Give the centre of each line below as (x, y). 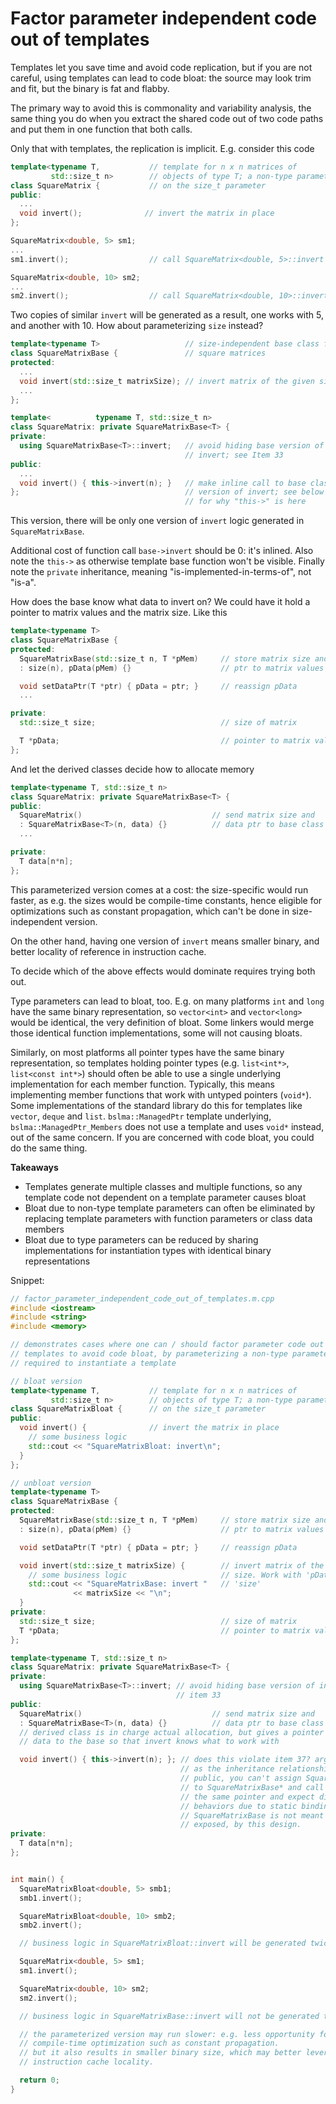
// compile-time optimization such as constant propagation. (149, 2043)
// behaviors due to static (239, 1806)
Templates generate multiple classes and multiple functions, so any (163, 1186)
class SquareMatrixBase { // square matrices (138, 353)
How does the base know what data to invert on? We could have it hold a (160, 602)
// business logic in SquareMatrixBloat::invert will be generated (163, 1943)
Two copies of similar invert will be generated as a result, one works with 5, (167, 315)
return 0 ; (39, 2080)
